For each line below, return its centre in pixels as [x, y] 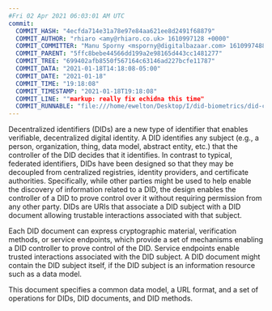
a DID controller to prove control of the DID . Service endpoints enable [124, 249]
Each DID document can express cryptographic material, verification [123, 231]
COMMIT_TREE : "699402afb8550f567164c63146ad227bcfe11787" [116, 62]
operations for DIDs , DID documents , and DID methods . [100, 298]
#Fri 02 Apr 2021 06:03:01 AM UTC [67, 16]
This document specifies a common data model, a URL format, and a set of [134, 290]
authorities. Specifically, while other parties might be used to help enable [130, 181]
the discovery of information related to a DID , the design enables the [122, 190]
